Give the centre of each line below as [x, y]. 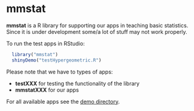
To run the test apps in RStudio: [45, 43]
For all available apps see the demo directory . [63, 101]
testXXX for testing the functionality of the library [77, 83]
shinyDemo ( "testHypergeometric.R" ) [57, 60]
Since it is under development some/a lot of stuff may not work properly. [97, 31]
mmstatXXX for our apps [47, 90]
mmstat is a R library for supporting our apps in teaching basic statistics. [97, 25]
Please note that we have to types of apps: [60, 72]
